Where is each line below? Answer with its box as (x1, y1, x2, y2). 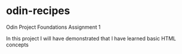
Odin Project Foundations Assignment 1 (6, 23, 101, 31)
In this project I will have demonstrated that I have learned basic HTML (6, 35, 177, 42)
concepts (6, 41, 29, 48)
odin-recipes (6, 4, 70, 18)
